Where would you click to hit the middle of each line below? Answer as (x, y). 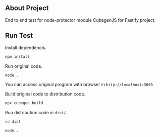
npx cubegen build (24, 103)
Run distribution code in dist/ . (36, 113)
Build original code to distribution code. (45, 94)
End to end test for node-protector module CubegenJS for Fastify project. (80, 20)
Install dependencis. (26, 47)
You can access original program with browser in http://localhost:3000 (79, 85)
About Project (27, 8)
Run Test (19, 36)
